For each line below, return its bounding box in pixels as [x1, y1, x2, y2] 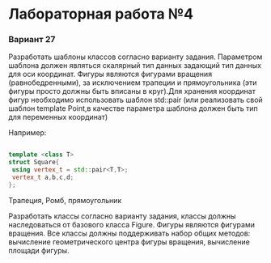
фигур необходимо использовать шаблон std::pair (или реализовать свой [8, 95, 263, 105]
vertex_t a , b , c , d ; [11, 173, 74, 182]
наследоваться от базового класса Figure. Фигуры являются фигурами [8, 219, 255, 229]
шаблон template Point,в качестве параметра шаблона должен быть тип [8, 104, 258, 113]
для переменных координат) [8, 112, 108, 122]
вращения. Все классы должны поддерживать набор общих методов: [8, 228, 251, 238]
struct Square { [8, 159, 60, 167]
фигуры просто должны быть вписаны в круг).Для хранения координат [8, 87, 256, 96]
